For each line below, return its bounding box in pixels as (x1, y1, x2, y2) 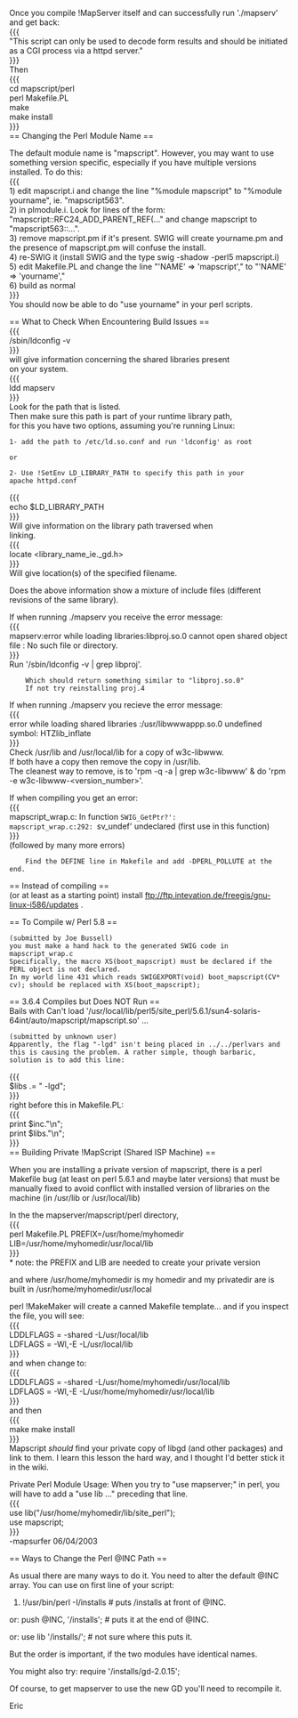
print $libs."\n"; (9, 1128, 65, 1139)
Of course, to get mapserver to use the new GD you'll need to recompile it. (9, 1683, 282, 1694)
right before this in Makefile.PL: (9, 1099, 125, 1110)
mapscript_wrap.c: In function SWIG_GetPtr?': (9, 812, 177, 822)
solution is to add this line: (9, 1056, 125, 1065)
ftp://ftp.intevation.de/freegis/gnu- (145, 890, 271, 900)
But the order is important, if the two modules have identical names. (9, 1649, 258, 1659)
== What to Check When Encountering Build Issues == (9, 316, 210, 327)
